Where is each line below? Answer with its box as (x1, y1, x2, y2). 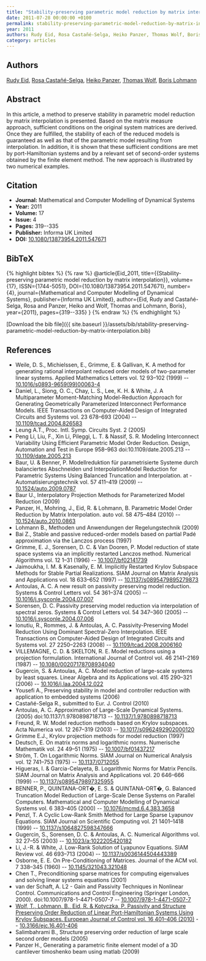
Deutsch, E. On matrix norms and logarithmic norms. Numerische (15, 739, 180, 746)
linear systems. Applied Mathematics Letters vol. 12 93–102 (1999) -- (15, 374, 189, 382)
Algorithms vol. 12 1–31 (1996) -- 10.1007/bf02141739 (15, 556, 148, 564)
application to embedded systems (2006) (15, 693, 120, 701)
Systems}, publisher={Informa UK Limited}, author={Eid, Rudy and (6, 295, 174, 303)
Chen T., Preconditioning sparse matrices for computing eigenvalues (15, 870, 189, 877)
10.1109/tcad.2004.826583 (15, 420, 83, 427)
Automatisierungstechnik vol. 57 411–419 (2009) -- (15, 479, 143, 486)
